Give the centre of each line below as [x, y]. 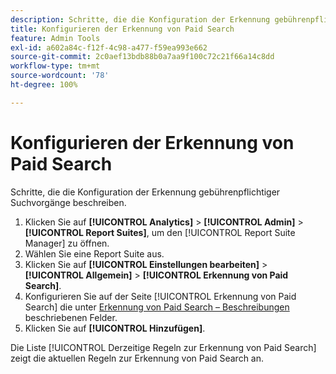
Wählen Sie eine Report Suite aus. [94, 253]
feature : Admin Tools [55, 38]
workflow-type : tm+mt [55, 66]
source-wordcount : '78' [60, 76]
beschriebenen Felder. [71, 317]
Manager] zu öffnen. [67, 243]
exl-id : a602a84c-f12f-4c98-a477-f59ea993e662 [109, 47]
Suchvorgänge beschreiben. [68, 202]
